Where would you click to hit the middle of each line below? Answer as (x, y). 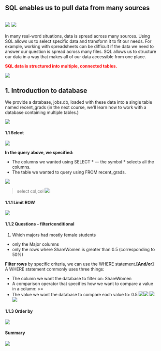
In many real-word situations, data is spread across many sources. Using (78, 36)
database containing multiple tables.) (42, 112)
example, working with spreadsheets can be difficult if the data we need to (79, 47)
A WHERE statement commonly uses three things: (55, 269)
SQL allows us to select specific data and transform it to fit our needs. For (78, 41)
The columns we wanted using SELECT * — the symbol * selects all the (83, 162)
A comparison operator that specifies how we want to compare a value (83, 284)
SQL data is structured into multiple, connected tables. (61, 66)
